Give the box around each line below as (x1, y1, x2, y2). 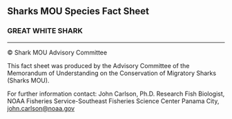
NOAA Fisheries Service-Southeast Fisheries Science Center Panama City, (7, 96, 220, 105)
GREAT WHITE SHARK (7, 26, 83, 36)
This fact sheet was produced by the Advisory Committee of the (7, 61, 190, 69)
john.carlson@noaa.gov (7, 104, 75, 112)
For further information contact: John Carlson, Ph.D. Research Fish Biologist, (7, 89, 225, 98)
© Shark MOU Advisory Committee (7, 48, 108, 56)
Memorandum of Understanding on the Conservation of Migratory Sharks (7, 69, 216, 77)
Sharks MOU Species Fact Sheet (7, 6, 150, 17)
